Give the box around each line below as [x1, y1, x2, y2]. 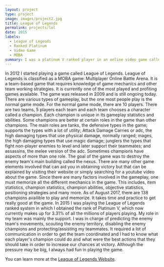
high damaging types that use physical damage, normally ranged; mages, [5, 133, 153, 139]
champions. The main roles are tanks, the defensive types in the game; [5, 123, 148, 128]
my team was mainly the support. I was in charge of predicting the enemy [5, 216, 153, 222]
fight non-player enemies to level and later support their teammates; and [5, 143, 151, 149]
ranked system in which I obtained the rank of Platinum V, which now [5, 205, 144, 211]
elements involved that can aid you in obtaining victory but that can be [5, 164, 146, 170]
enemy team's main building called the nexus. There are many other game [5, 159, 154, 164]
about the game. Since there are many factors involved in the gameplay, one [5, 174, 159, 180]
